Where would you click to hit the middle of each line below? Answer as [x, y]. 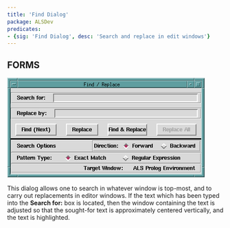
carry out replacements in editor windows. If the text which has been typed [113, 196]
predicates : [24, 29]
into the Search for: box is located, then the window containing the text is [111, 203]
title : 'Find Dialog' [38, 14]
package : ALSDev [30, 22]
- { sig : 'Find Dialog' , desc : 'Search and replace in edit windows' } [109, 36]
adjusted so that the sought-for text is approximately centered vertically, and [115, 210]
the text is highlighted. [38, 218]
